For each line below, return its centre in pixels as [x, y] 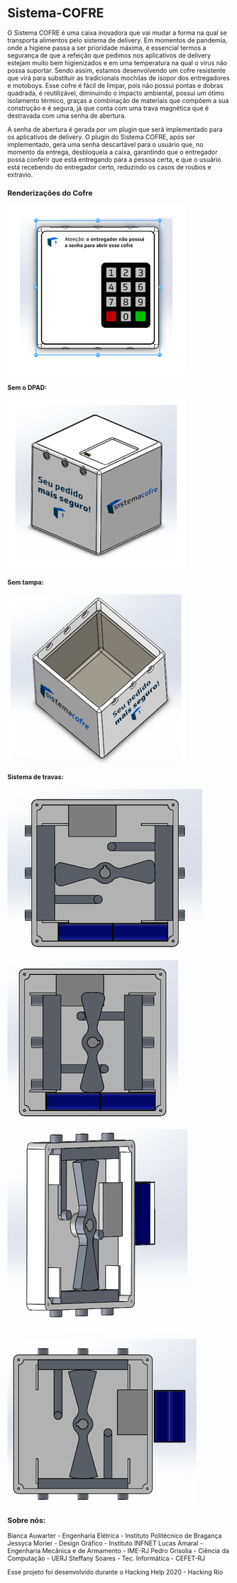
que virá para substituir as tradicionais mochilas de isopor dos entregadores [118, 78]
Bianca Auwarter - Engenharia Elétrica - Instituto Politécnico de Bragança [115, 1536]
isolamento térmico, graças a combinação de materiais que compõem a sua [118, 100]
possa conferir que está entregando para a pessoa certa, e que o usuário [114, 159]
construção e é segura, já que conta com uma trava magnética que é [108, 108]
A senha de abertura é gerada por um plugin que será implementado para [115, 129]
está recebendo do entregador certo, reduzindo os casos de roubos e [109, 167]
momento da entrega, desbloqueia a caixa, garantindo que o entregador [112, 152]
